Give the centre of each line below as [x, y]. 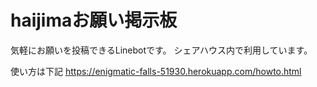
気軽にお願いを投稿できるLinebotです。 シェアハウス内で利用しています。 [161, 50]
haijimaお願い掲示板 [94, 20]
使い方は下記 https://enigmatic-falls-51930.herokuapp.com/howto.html [156, 71]
